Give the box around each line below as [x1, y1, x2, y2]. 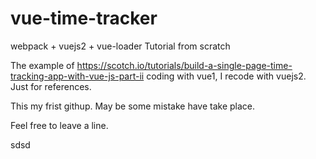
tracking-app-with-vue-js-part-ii [10, 70, 145, 82]
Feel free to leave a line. [10, 119, 109, 131]
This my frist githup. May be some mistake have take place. [10, 100, 256, 112]
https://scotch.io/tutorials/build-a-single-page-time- [76, 59, 293, 71]
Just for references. [10, 80, 92, 92]
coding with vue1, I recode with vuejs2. [146, 70, 307, 82]
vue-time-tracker [10, 7, 158, 30]
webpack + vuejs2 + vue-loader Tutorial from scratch [10, 40, 231, 52]
